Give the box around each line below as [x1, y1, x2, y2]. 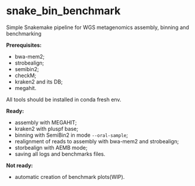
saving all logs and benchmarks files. [14, 150, 106, 158]
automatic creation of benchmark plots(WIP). [14, 173, 125, 180]
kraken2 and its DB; [14, 78, 63, 85]
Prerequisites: [6, 41, 42, 49]
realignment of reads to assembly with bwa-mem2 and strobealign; [14, 137, 179, 145]
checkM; [14, 72, 37, 79]
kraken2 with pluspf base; [14, 125, 79, 132]
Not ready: [6, 162, 33, 169]
